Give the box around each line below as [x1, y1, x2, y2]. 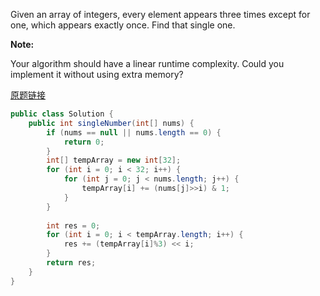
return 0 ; [63, 137, 105, 147]
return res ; [46, 258, 97, 268]
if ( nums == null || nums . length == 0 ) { [46, 127, 222, 138]
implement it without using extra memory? [10, 69, 184, 80]
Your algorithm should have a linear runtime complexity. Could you [10, 58, 285, 69]
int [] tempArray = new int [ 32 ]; [46, 155, 182, 166]
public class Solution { [10, 109, 114, 119]
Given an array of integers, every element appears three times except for [10, 9, 311, 20]
